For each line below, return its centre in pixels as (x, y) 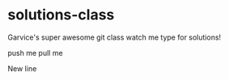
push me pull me (35, 53)
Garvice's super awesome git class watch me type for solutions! (114, 37)
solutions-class (61, 15)
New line (22, 68)
